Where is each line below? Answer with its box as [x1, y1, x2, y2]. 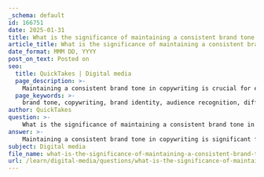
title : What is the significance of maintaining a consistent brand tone [8, 33, 255, 42]
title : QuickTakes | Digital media [15, 70, 132, 78]
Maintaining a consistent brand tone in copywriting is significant [22, 135, 251, 143]
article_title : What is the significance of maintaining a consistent [8, 41, 244, 49]
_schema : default [8, 11, 65, 20]
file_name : [8, 150, 44, 157]
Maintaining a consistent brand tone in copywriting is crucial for [22, 84, 251, 92]
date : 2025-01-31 [8, 26, 65, 34]
